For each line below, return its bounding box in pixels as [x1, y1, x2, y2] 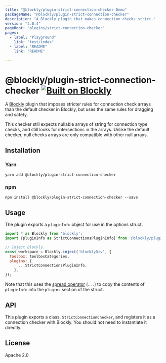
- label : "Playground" [9, 35, 56, 40]
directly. [5, 324, 22, 330]
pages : [5, 30, 19, 35]
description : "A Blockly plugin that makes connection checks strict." [5, 16, 156, 21]
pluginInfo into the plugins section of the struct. [5, 287, 104, 293]
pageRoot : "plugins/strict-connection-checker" [5, 26, 105, 31]
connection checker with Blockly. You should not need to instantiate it [5, 319, 147, 325]
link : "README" [14, 49, 45, 53]
